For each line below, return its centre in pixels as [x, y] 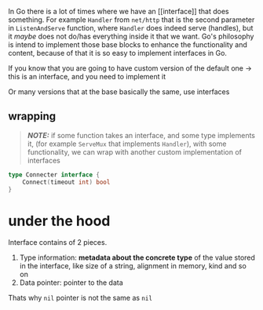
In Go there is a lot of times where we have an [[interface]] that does [119, 11]
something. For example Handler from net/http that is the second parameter [131, 20]
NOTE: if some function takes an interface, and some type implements [141, 135]
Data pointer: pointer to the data [71, 283]
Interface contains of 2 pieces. [58, 243]
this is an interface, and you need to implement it [87, 77]
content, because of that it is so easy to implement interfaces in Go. [118, 53]
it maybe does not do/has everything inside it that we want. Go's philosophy [131, 36]
